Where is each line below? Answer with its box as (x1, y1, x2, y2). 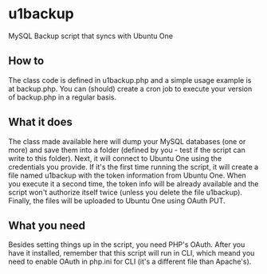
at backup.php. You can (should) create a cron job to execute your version (8, 84, 253, 93)
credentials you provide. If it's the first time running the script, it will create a (8, 162, 259, 171)
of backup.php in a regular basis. (8, 92, 117, 102)
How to (8, 54, 45, 68)
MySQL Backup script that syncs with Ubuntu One (8, 31, 174, 41)
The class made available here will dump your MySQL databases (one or (8, 136, 246, 146)
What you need (8, 218, 86, 232)
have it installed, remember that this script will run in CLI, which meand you (8, 249, 255, 258)
